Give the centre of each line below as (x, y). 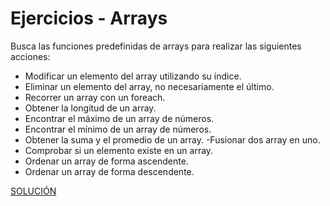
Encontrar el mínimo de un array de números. (118, 129)
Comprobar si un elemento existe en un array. (119, 150)
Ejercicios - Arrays (89, 18)
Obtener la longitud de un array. (90, 108)
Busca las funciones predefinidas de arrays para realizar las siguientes (156, 46)
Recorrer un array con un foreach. (95, 97)
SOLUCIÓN (33, 191)
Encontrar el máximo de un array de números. (119, 118)
